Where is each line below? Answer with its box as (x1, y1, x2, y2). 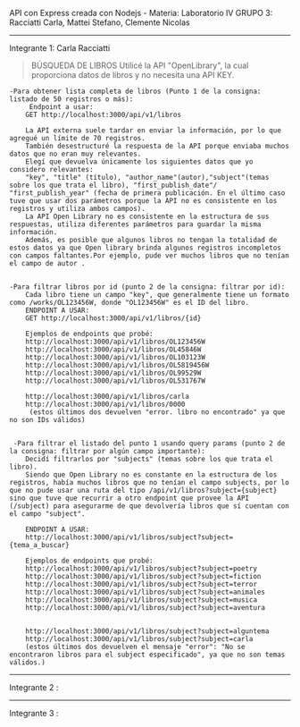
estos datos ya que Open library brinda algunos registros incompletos (9, 243, 281, 252)
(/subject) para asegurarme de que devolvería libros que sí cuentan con (9, 502, 290, 511)
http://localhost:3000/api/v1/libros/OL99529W (25, 368, 202, 377)
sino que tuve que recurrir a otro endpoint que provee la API (9, 494, 250, 503)
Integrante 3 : (9, 708, 59, 718)
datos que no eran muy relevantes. (9, 149, 142, 158)
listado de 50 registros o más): (9, 95, 134, 104)
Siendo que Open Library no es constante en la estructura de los (25, 470, 278, 479)
